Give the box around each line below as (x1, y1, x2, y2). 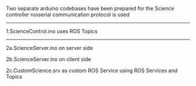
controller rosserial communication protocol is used (6, 11, 130, 18)
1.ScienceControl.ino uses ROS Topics (6, 28, 98, 34)
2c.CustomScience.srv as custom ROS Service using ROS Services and (6, 67, 178, 74)
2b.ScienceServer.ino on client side (6, 56, 92, 63)
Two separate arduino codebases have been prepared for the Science (6, 5, 174, 12)
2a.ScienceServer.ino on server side (6, 45, 93, 51)
